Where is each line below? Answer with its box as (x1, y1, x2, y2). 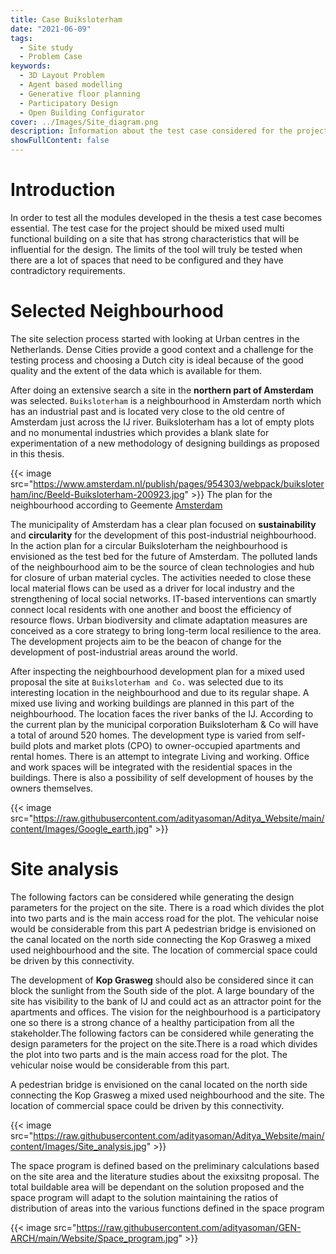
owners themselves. (10, 782, 94, 794)
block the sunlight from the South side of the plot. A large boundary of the (10, 984, 315, 996)
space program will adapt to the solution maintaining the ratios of (10, 1191, 279, 1203)
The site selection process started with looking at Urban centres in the (10, 332, 300, 345)
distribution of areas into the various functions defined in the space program (10, 1202, 325, 1214)
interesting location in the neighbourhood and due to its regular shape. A (10, 686, 310, 698)
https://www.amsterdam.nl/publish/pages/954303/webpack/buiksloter (33, 477, 325, 490)
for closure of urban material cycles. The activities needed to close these (10, 571, 312, 583)
